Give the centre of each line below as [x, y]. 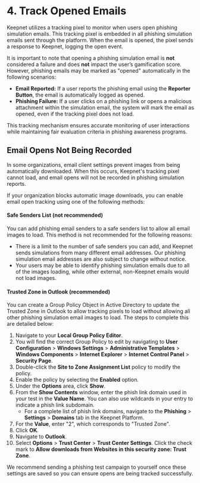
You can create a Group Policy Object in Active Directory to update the [93, 305]
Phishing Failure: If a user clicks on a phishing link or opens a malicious [104, 101]
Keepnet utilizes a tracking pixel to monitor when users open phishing [92, 27]
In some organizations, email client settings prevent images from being [93, 164]
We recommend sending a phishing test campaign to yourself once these [96, 467]
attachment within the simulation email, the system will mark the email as [105, 107]
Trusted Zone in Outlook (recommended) [59, 292]
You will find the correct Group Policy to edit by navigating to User [96, 342]
